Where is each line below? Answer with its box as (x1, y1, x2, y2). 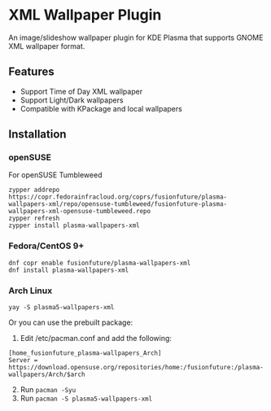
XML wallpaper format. (8, 41, 85, 50)
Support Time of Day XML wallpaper (20, 86, 143, 96)
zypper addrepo (8, 186, 60, 195)
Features (8, 65, 55, 79)
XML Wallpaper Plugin (8, 6, 162, 24)
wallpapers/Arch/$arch (8, 370, 85, 379)
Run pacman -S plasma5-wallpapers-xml (20, 393, 153, 404)
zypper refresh (8, 214, 60, 223)
